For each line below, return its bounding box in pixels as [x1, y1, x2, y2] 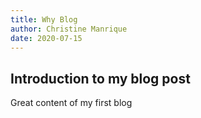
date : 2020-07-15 [10, 33, 83, 43]
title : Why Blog [10, 14, 78, 25]
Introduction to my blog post [10, 70, 191, 87]
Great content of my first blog [10, 97, 133, 109]
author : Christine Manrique [10, 24, 128, 34]
